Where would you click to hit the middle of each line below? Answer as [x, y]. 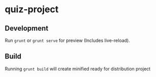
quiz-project [32, 9]
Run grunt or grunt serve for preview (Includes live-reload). [68, 40]
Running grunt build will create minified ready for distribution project [78, 69]
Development [27, 28]
